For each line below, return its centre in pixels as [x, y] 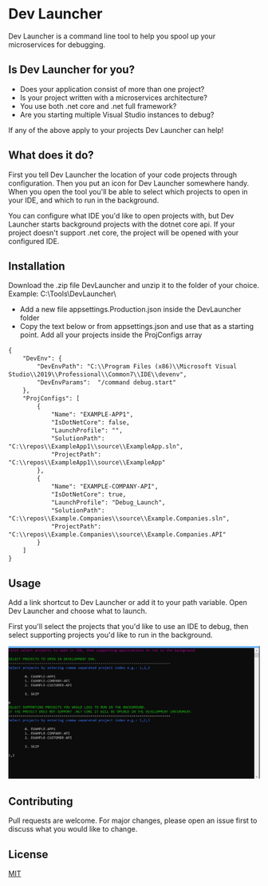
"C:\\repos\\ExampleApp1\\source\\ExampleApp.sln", [96, 447]
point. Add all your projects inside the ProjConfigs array [111, 335]
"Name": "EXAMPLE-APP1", [92, 415]
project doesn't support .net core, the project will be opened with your [124, 232]
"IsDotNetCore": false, [90, 423]
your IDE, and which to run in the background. [84, 200]
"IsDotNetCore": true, [89, 495]
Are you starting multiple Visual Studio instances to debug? [117, 114]
